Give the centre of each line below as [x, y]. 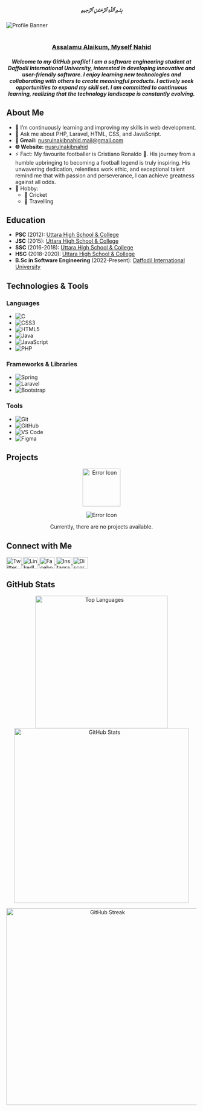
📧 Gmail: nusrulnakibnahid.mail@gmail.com [69, 140]
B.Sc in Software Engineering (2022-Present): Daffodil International [100, 260]
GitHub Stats [31, 585]
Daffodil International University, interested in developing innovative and [101, 68]
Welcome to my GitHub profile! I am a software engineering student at [101, 61]
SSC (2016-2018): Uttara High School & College [74, 248]
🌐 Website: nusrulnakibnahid [51, 147]
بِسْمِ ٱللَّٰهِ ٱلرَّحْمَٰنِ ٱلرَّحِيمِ [101, 10]
